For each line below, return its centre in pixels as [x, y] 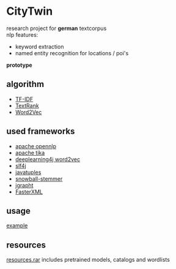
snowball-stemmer [39, 178]
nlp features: [22, 34]
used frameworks [41, 131]
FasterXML [29, 192]
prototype [19, 65]
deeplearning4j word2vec [48, 159]
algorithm [25, 84]
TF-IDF [24, 99]
